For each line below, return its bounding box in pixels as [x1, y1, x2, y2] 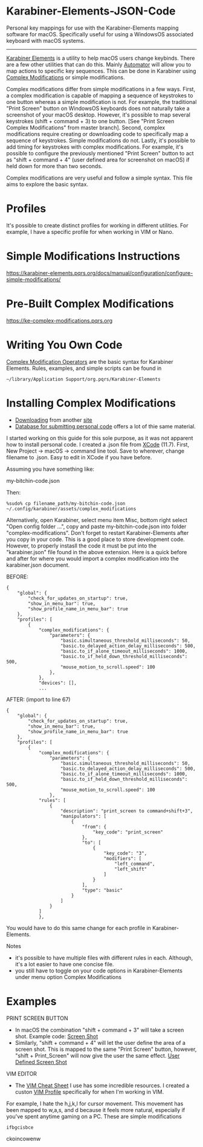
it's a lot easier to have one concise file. [14, 960, 114, 968]
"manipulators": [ [60, 813, 107, 819]
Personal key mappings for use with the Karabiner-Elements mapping [6, 24, 179, 31]
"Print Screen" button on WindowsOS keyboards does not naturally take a [6, 105, 190, 112]
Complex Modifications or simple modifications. [6, 74, 125, 81]
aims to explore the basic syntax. [6, 180, 89, 188]
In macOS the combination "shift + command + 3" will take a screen [14, 1026, 184, 1033]
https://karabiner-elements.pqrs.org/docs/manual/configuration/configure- [6, 269, 193, 276]
